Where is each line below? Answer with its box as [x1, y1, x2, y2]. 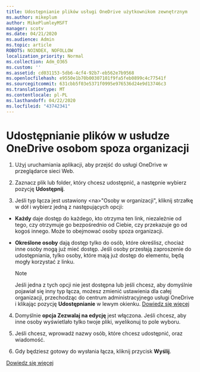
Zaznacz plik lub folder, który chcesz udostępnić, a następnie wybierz [14, 179, 187, 186]
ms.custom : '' [6, 64, 42, 70]
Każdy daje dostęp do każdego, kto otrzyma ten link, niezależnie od [14, 215, 182, 222]
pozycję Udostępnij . [14, 186, 65, 193]
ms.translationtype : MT [6, 87, 65, 93]
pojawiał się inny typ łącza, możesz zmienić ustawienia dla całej [14, 288, 172, 295]
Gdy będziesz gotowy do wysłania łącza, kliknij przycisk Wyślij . [14, 348, 171, 355]
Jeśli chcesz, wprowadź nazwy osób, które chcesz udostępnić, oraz [14, 330, 183, 337]
